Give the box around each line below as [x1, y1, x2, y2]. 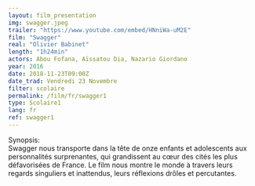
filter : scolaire [8, 84, 65, 93]
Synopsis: [8, 135, 41, 144]
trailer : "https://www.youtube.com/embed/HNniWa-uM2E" [8, 26, 191, 34]
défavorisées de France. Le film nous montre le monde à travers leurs [8, 160, 233, 170]
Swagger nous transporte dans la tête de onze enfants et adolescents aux [8, 143, 247, 153]
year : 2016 [8, 63, 44, 71]
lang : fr [8, 107, 37, 115]
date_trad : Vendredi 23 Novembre [8, 77, 118, 85]
